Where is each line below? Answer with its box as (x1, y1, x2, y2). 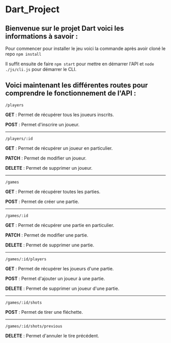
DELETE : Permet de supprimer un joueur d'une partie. (5, 285, 120, 291)
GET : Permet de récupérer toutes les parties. (5, 188, 101, 195)
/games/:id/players (5, 257, 47, 262)
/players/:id (5, 136, 33, 141)
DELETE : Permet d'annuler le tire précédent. (5, 332, 99, 338)
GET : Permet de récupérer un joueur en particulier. (5, 145, 113, 151)
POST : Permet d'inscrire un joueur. (5, 121, 80, 127)
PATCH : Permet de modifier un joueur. (5, 155, 87, 161)
